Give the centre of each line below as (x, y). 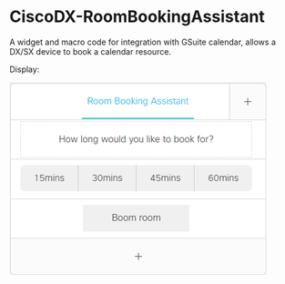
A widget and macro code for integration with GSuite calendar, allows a (142, 42)
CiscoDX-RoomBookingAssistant (137, 17)
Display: (25, 69)
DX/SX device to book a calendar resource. (90, 51)
